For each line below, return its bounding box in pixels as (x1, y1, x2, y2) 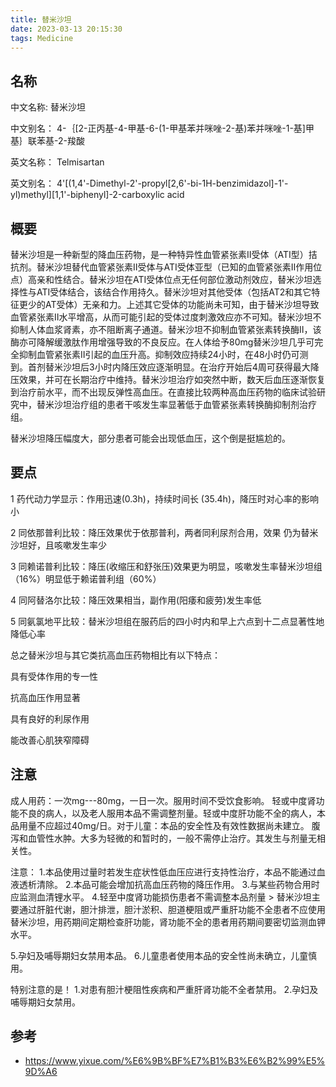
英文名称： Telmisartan (10, 156, 105, 168)
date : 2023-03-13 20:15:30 (10, 24, 123, 34)
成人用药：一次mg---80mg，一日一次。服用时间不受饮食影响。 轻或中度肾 (10, 794, 317, 806)
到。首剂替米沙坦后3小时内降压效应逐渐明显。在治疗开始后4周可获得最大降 (10, 361, 320, 373)
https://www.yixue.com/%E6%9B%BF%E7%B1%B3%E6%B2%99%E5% (24, 1055, 326, 1067)
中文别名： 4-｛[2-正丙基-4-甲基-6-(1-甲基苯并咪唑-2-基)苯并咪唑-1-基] (10, 122, 306, 135)
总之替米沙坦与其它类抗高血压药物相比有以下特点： (10, 649, 221, 661)
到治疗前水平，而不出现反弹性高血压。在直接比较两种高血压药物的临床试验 (10, 386, 317, 398)
